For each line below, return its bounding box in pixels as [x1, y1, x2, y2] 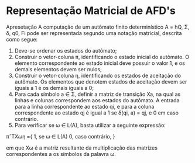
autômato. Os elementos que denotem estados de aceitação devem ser [14, 78, 187, 85]
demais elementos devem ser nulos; [14, 65, 102, 72]
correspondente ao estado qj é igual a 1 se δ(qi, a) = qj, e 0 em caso [14, 109, 179, 116]
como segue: [6, 36, 38, 43]
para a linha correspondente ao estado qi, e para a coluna [14, 103, 155, 110]
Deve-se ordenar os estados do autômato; [14, 47, 117, 54]
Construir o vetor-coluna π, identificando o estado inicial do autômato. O [14, 53, 190, 60]
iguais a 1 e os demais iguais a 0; [14, 84, 94, 91]
